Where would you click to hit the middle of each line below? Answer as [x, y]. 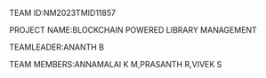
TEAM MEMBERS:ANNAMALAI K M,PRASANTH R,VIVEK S [116, 64]
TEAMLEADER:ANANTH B [57, 47]
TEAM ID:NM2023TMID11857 [63, 13]
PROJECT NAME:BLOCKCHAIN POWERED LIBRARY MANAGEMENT [133, 30]
